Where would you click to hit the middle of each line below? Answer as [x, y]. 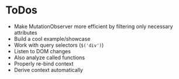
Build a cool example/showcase [52, 39]
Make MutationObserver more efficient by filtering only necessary [93, 26]
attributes [25, 32]
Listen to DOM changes [42, 51]
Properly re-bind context [44, 63]
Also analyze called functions [49, 57]
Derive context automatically [48, 70]
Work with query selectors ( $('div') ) [59, 45]
